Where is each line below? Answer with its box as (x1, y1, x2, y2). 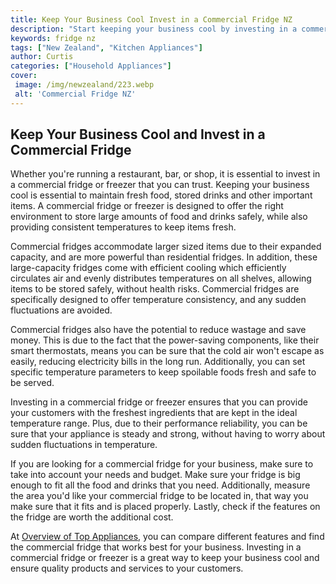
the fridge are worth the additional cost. (10, 511, 174, 523)
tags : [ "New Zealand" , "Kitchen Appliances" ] (10, 42, 203, 53)
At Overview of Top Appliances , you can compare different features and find (10, 531, 325, 543)
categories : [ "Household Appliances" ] (10, 61, 172, 71)
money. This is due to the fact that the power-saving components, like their (10, 334, 320, 346)
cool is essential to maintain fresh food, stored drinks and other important (10, 189, 313, 201)
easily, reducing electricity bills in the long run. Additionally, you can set (10, 356, 306, 368)
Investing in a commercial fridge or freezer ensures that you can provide (10, 396, 308, 408)
